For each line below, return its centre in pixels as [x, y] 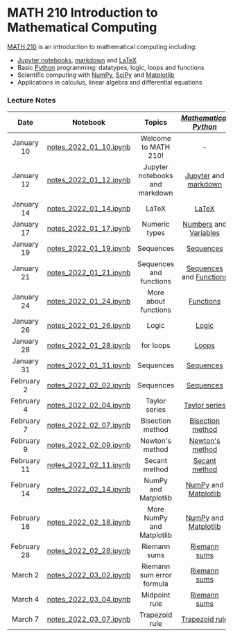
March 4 [25, 600]
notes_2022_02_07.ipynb [89, 426]
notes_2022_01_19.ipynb [89, 249]
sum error [156, 575]
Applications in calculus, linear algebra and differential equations [110, 82]
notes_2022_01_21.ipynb [89, 273]
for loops [156, 346]
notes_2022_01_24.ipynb [89, 302]
